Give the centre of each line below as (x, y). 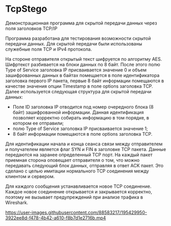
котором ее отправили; (38, 123)
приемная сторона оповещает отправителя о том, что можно (72, 160)
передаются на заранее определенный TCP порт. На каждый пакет (79, 155)
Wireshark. (17, 203)
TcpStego (26, 9)
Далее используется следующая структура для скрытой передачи (78, 91)
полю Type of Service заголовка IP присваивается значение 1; (80, 129)
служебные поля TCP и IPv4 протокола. (49, 49)
